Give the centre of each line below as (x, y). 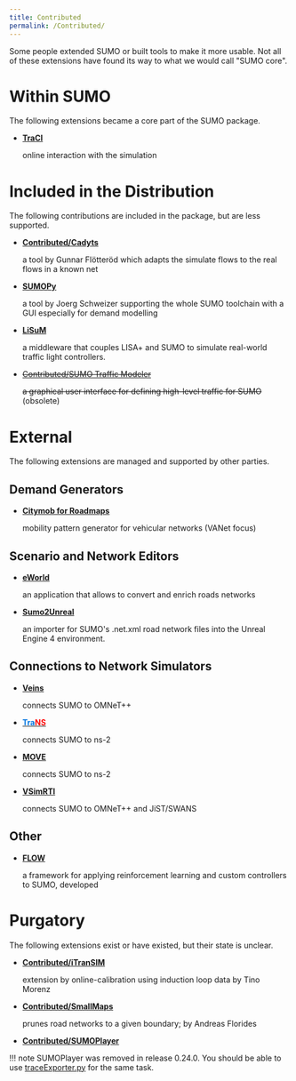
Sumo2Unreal (48, 612)
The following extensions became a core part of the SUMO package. (135, 121)
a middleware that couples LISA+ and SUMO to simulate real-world (144, 348)
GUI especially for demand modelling (90, 313)
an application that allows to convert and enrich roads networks (139, 594)
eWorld (36, 577)
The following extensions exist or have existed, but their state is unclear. (141, 945)
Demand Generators (67, 489)
